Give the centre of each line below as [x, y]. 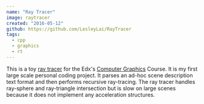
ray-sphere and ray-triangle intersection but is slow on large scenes [91, 88]
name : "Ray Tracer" [31, 12]
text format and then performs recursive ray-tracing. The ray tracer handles [101, 81]
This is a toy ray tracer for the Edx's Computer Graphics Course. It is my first [102, 69]
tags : [13, 35]
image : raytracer [28, 18]
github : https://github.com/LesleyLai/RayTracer [69, 29]
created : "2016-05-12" [35, 23]
